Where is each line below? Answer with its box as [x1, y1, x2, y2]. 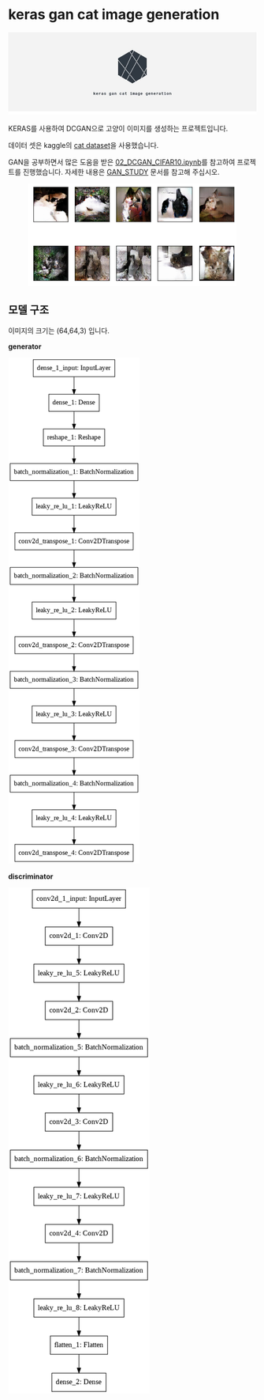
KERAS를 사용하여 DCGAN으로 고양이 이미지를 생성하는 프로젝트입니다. [8, 123, 229, 133]
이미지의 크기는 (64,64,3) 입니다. [8, 326, 110, 335]
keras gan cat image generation [8, 6, 220, 24]
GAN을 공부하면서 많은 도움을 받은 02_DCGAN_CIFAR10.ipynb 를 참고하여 [8, 157, 236, 167]
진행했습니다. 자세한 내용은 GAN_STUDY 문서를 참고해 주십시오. [22, 167, 220, 176]
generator [8, 342, 42, 351]
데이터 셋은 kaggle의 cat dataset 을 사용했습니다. [8, 140, 159, 149]
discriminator [8, 872, 54, 881]
